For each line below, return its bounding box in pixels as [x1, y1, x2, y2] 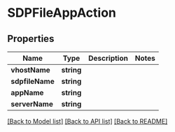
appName [10, 88, 44, 97]
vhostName [10, 65, 50, 75]
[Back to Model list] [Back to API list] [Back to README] [7, 117, 168, 125]
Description [88, 54, 128, 63]
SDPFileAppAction [7, 5, 117, 21]
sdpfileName [10, 77, 55, 86]
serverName [10, 99, 54, 109]
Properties [7, 33, 55, 45]
